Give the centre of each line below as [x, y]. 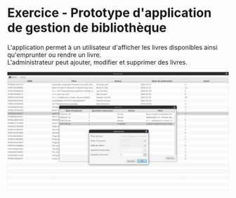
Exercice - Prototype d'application [110, 13]
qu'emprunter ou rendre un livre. [54, 55]
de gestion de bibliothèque [87, 28]
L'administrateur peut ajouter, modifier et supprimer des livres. [98, 62]
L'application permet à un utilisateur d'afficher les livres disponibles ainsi [112, 47]
